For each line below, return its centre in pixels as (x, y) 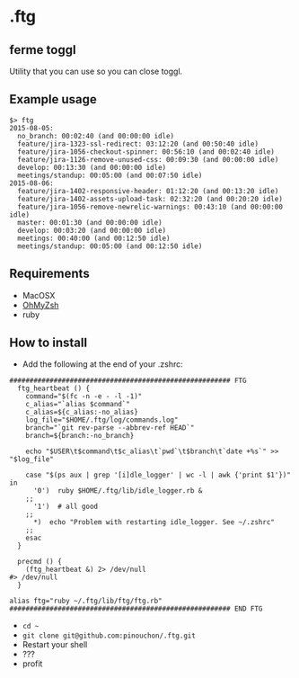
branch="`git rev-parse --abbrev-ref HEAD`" (110, 428)
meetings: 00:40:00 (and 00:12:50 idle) (94, 238)
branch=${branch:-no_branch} (80, 436)
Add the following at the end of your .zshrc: (102, 364)
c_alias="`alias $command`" (78, 405)
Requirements (49, 274)
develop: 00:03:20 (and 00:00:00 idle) (92, 230)
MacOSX (39, 295)
